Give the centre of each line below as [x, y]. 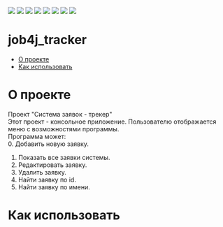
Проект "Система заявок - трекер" [60, 114]
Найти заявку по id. [47, 180]
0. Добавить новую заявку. [49, 144]
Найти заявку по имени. [54, 187]
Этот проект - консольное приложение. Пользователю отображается [112, 122]
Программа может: [37, 136]
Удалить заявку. [42, 172]
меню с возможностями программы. [64, 129]
